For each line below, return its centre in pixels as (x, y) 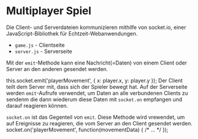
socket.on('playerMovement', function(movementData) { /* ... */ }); (87, 130)
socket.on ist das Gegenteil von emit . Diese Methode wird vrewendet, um (95, 117)
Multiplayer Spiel (49, 11)
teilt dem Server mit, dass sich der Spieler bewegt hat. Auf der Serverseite (97, 86)
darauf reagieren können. (37, 105)
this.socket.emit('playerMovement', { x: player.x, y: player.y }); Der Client (95, 80)
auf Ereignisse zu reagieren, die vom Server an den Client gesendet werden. (99, 123)
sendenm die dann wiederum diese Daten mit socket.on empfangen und (94, 99)
